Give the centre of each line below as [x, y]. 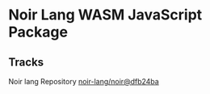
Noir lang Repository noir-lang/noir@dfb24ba [84, 81]
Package [38, 32]
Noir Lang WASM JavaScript [105, 15]
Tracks [26, 62]
